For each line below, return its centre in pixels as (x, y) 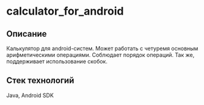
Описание (27, 34)
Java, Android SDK (30, 95)
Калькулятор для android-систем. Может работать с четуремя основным (102, 48)
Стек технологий (40, 81)
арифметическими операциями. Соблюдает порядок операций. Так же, (100, 55)
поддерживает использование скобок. (57, 61)
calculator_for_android (65, 11)
